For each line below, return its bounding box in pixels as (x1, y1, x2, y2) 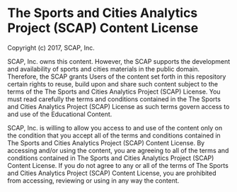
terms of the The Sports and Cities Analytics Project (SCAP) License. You (7, 87, 221, 96)
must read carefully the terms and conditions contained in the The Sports (7, 94, 221, 103)
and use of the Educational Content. (7, 110, 112, 118)
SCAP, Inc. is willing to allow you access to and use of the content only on (7, 123, 223, 132)
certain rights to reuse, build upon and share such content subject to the (7, 79, 218, 88)
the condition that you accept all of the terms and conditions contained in (7, 131, 221, 140)
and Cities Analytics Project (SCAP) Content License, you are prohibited (7, 169, 217, 177)
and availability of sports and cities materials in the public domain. (7, 64, 200, 73)
